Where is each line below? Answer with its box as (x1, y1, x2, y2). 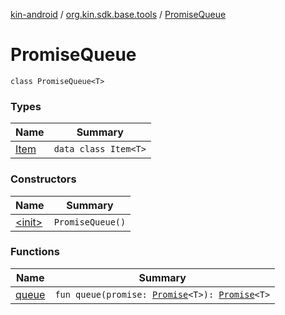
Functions (10, 245, 60, 259)
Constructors (10, 172, 77, 186)
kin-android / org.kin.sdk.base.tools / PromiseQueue (10, 9, 227, 20)
